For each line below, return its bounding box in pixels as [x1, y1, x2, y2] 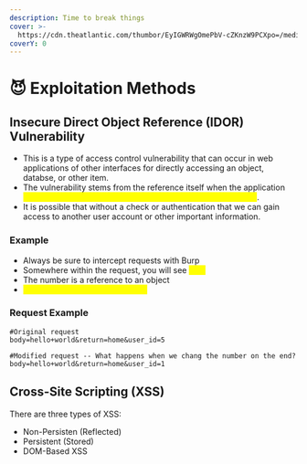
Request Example [9, 307, 89, 320]
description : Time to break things [9, 13, 145, 23]
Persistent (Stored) [22, 436, 94, 447]
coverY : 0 [9, 38, 48, 48]
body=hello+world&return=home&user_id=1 [9, 359, 166, 368]
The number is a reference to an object [22, 274, 171, 285]
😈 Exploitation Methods [9, 79, 196, 99]
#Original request [9, 327, 79, 336]
